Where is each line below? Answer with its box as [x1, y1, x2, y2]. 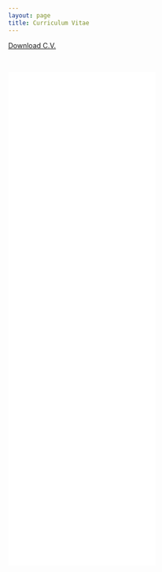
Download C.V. [8, 40, 57, 50]
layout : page [8, 11, 51, 20]
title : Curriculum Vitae [8, 19, 90, 27]
